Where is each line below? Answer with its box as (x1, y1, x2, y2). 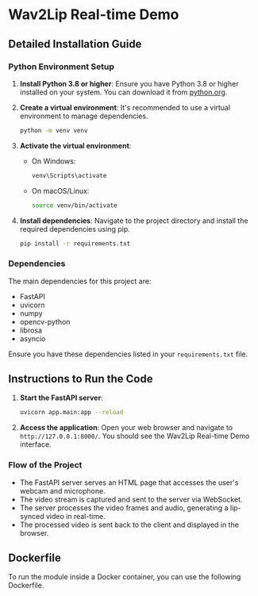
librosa (19, 325, 42, 335)
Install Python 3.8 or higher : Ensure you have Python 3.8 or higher (19, 79, 239, 88)
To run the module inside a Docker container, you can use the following (8, 572, 241, 582)
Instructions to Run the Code (8, 372, 153, 386)
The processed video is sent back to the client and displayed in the (19, 520, 240, 529)
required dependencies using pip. (19, 224, 130, 233)
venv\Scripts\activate (31, 171, 107, 179)
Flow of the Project (8, 459, 83, 471)
